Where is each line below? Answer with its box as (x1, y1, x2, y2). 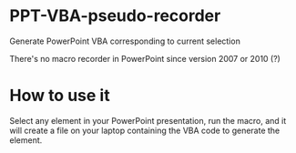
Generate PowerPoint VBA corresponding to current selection (9, 36, 241, 46)
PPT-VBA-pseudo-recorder (9, 5, 221, 26)
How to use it (9, 86, 111, 106)
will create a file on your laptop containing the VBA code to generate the (9, 125, 281, 136)
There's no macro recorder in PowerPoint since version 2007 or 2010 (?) (9, 53, 281, 64)
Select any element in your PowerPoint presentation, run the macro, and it (9, 115, 287, 126)
